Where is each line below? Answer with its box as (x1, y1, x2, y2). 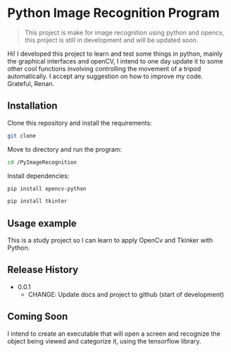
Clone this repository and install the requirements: (7, 119, 153, 127)
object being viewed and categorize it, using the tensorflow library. (7, 336, 201, 345)
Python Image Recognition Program (7, 5, 220, 21)
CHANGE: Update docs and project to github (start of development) (27, 290, 225, 298)
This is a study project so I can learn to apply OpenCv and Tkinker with (7, 236, 213, 245)
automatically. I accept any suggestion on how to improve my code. (7, 72, 203, 80)
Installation (7, 100, 58, 112)
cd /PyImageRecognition (7, 159, 77, 166)
